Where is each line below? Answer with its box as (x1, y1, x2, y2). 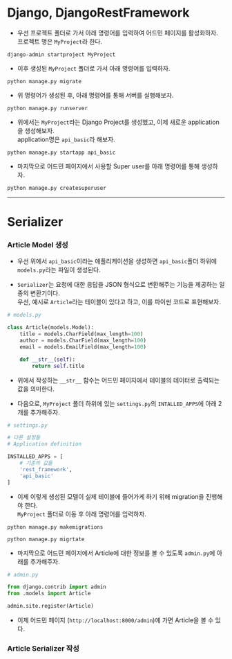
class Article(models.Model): (7, 324, 95, 331)
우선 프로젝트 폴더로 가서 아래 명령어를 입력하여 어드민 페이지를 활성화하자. (17, 28, 219, 37)
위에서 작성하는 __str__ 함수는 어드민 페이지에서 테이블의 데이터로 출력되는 (17, 376, 220, 384)
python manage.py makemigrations (7, 523, 104, 531)
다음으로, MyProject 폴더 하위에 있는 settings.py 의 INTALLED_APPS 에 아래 (17, 399, 217, 407)
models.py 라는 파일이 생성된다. (17, 265, 101, 274)
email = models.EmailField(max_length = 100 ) (19, 343, 147, 351)
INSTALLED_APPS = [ (7, 453, 64, 460)
